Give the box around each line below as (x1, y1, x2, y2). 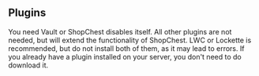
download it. (8, 60, 49, 70)
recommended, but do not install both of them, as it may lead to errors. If (8, 43, 245, 53)
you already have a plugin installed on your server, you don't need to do (8, 52, 242, 61)
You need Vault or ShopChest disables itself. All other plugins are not (8, 27, 232, 36)
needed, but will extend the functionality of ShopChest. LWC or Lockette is (8, 35, 252, 45)
